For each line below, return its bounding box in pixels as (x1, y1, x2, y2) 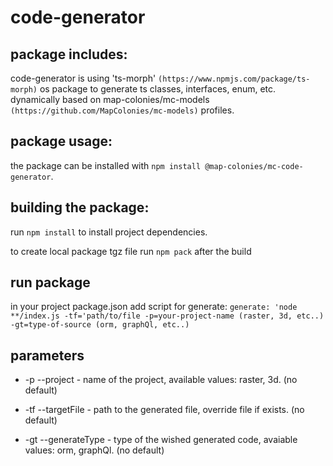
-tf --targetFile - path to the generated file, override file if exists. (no (24, 404, 305, 416)
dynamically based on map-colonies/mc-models (10, 94, 210, 105)
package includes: (10, 46, 128, 63)
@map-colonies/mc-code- (204, 161, 304, 171)
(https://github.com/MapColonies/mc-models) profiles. (10, 104, 235, 116)
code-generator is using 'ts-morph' (10, 72, 157, 84)
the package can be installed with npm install (10, 159, 202, 171)
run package (10, 274, 91, 291)
